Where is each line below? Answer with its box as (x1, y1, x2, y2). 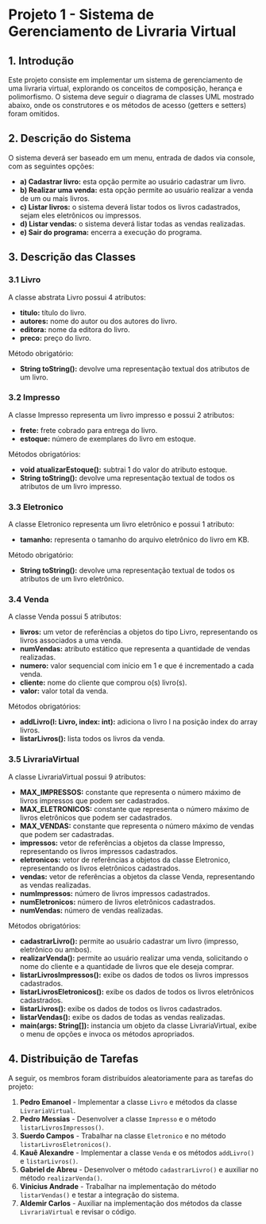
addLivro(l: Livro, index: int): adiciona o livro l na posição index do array (19, 717, 258, 727)
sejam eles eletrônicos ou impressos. (19, 210, 141, 220)
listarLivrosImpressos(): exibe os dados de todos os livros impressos (19, 970, 249, 979)
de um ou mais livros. (19, 193, 90, 203)
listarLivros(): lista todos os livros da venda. (19, 734, 165, 743)
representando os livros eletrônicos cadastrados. (19, 863, 181, 873)
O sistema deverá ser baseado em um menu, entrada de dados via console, (8, 153, 256, 162)
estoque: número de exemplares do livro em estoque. (19, 434, 196, 443)
